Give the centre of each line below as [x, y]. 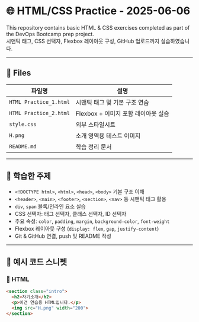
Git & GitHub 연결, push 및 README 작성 [63, 236]
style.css [23, 124]
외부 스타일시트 [96, 125]
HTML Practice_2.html [39, 113]
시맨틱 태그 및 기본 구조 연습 [112, 102]
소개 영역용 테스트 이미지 [108, 136]
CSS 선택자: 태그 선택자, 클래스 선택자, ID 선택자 [70, 213]
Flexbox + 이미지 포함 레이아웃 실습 [123, 113]
